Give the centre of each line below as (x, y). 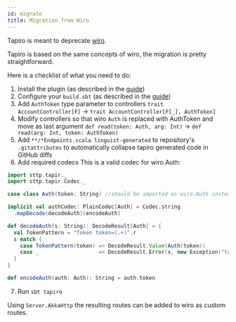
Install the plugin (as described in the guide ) (81, 89)
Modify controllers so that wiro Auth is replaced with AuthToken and (115, 118)
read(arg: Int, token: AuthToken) (68, 133)
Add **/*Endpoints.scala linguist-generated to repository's (106, 140)
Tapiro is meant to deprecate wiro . (57, 40)
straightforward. (31, 61)
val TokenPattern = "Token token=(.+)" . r (75, 233)
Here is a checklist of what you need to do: (69, 75)
